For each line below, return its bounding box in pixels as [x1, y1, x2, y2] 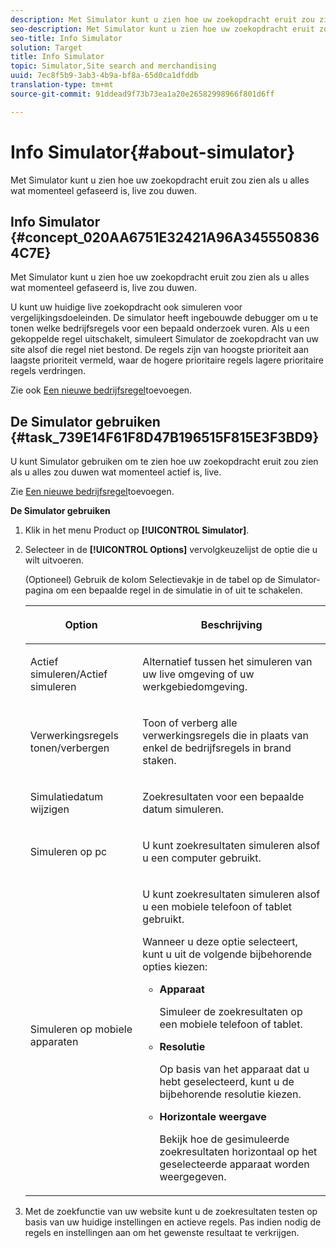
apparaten [29, 1035, 79, 1049]
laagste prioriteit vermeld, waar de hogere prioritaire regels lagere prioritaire [10, 354, 324, 366]
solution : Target [10, 42, 83, 53]
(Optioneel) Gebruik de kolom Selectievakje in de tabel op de [24, 574, 276, 586]
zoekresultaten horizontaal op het [159, 1145, 318, 1159]
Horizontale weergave [159, 1110, 267, 1124]
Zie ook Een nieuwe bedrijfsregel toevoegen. [10, 384, 193, 396]
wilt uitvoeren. [24, 554, 84, 566]
